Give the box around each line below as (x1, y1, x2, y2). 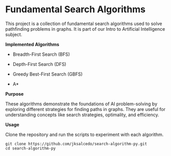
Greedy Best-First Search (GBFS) (12, 71, 83, 77)
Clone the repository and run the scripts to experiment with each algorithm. (5, 131, 164, 138)
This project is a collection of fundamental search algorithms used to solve (5, 20, 162, 27)
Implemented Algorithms (5, 41, 60, 47)
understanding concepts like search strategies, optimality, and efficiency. (5, 112, 159, 118)
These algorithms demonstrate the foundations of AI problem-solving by (5, 101, 157, 107)
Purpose (5, 91, 24, 97)
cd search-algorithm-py (5, 146, 56, 151)
